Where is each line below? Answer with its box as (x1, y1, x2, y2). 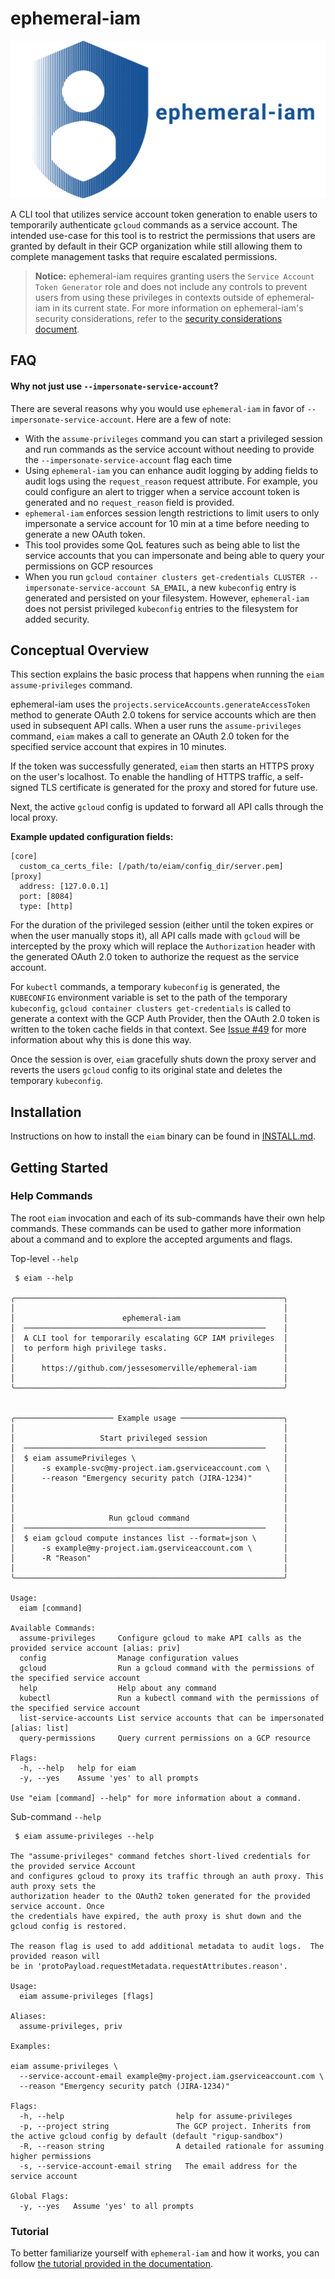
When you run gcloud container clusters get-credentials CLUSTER (24, 570, 305, 582)
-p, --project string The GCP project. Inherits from (19, 2121, 311, 2131)
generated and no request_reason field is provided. (24, 496, 235, 508)
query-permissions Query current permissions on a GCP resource (19, 1733, 311, 1743)
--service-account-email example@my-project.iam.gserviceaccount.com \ (19, 2071, 325, 2081)
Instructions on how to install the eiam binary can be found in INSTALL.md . (10, 1130, 317, 1142)
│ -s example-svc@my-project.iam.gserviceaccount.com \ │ (10, 1463, 288, 1473)
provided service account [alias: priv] (10, 1643, 182, 1653)
